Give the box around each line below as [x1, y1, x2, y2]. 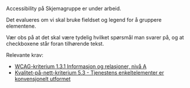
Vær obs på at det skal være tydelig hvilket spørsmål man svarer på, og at [6, 34, 184, 40]
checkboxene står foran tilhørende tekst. [6, 40, 104, 47]
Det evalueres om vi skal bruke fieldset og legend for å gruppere [6, 16, 162, 23]
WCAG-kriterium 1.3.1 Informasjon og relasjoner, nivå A [14, 63, 147, 70]
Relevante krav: [6, 52, 44, 58]
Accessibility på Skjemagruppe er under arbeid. [6, 5, 121, 12]
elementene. [6, 23, 36, 29]
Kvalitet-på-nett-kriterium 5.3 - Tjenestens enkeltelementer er [14, 69, 164, 76]
